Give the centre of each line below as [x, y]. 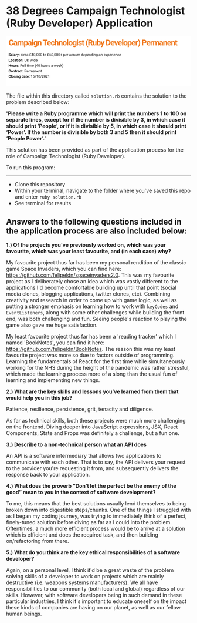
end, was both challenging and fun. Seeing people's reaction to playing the [97, 319]
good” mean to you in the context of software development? [81, 493]
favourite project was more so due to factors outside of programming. [90, 355]
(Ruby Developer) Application [80, 23]
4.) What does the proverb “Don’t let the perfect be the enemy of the [91, 486]
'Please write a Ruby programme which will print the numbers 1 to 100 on [96, 113]
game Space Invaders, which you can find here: [64, 269]
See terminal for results [43, 203]
